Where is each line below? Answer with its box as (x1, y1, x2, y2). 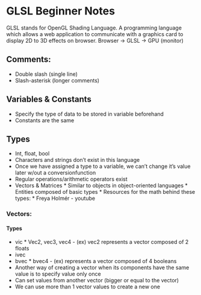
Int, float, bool (14, 150, 50, 157)
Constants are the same (14, 116, 75, 124)
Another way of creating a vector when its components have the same (14, 264, 190, 271)
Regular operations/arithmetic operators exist (14, 176, 128, 183)
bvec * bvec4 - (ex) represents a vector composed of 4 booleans (14, 257, 177, 264)
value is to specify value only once (14, 270, 101, 278)
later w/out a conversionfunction (14, 169, 96, 176)
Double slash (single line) (14, 70, 78, 78)
